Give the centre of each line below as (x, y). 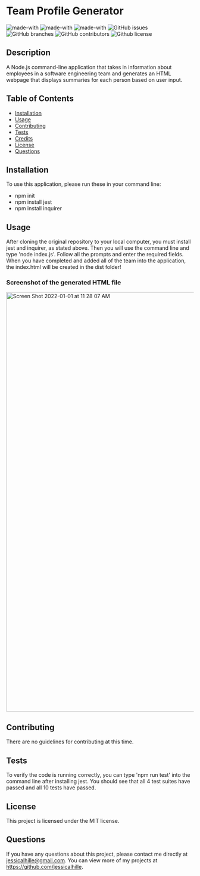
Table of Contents (40, 99)
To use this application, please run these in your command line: (84, 184)
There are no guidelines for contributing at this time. (70, 742)
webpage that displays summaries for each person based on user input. (94, 79)
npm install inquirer (38, 209)
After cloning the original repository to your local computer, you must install (99, 242)
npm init (25, 196)
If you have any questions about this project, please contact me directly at (97, 854)
